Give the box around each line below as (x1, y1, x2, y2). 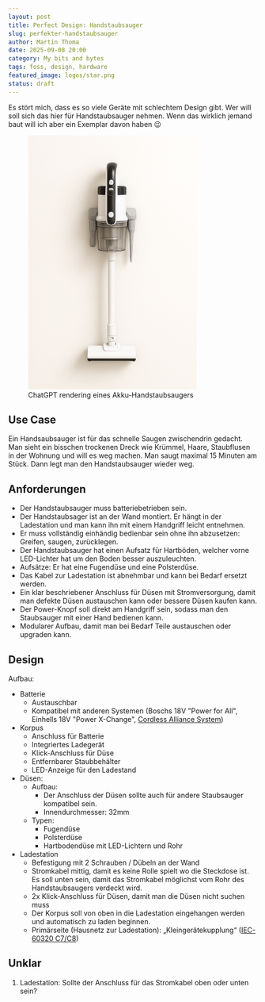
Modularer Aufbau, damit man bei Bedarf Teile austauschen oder (19, 621, 232, 631)
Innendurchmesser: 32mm (43, 808, 130, 817)
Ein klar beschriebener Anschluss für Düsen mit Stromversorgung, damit (19, 588, 256, 597)
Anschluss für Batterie (31, 731, 104, 741)
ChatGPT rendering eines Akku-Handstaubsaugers (28, 390, 194, 400)
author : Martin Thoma (8, 38, 80, 46)
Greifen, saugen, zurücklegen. (19, 537, 119, 547)
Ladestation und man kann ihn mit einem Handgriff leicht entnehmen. (19, 520, 245, 530)
